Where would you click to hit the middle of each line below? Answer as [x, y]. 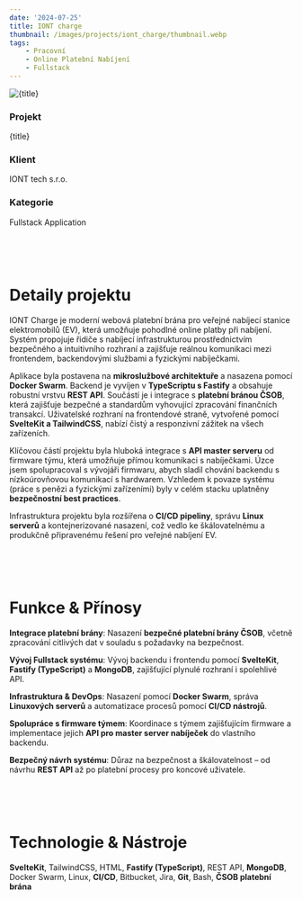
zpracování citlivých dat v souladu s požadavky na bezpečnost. [127, 642]
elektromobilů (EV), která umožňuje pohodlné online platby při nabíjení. [141, 329]
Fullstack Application [48, 222]
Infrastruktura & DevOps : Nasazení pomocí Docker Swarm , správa [134, 696]
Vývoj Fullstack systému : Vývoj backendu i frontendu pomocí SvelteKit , [144, 660]
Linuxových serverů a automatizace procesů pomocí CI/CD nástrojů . [138, 706]
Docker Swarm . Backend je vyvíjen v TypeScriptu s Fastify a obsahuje [141, 385]
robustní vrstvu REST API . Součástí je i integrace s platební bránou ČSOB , [147, 395]
